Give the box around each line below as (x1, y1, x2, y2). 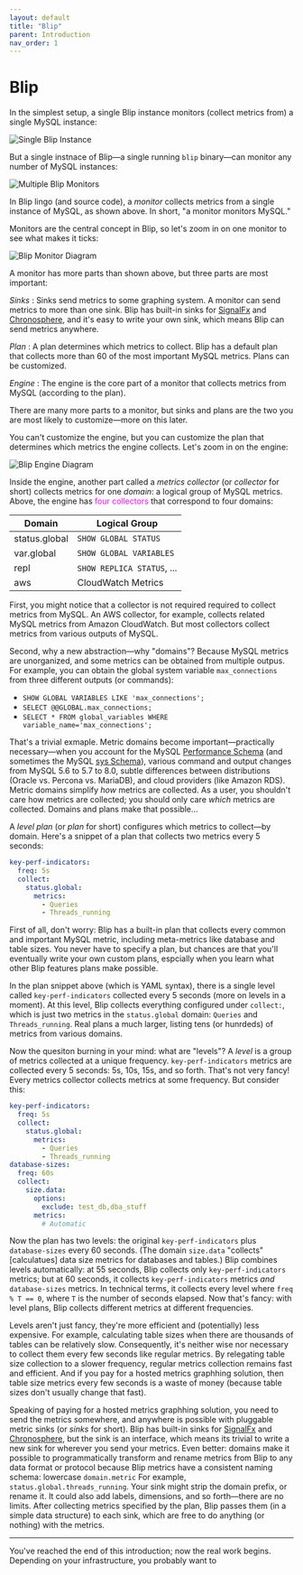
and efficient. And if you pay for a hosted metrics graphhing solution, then (9, 1368, 284, 1379)
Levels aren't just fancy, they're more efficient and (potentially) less (9, 1320, 260, 1331)
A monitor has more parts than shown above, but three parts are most (9, 268, 269, 279)
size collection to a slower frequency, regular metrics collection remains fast (9, 1358, 293, 1369)
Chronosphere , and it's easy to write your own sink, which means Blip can (9, 314, 285, 325)
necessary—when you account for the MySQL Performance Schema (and (9, 746, 283, 757)
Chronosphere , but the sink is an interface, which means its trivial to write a (9, 1433, 290, 1444)
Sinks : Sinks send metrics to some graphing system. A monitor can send (9, 295, 281, 306)
